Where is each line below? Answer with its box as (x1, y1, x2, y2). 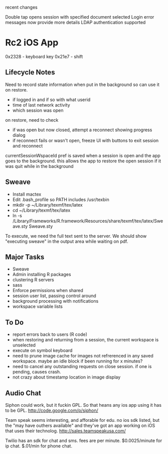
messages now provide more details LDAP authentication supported (5, 20, 146, 25)
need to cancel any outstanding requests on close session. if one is (12, 364, 152, 370)
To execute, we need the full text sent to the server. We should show (5, 233, 147, 239)
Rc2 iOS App (5, 37, 59, 48)
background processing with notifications (12, 298, 99, 304)
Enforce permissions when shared (12, 288, 84, 294)
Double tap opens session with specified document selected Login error (5, 14, 154, 20)
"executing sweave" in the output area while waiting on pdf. (5, 238, 128, 244)
